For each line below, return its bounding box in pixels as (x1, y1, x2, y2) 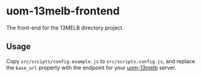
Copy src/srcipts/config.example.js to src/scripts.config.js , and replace (6, 57, 196, 64)
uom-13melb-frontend (6, 4, 120, 18)
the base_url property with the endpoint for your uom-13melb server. (6, 64, 176, 71)
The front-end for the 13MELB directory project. (6, 24, 124, 31)
